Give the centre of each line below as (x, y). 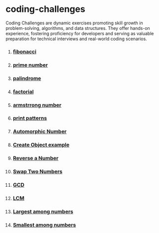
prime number (30, 65)
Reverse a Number (36, 158)
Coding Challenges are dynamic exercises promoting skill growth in (74, 23)
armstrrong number (37, 105)
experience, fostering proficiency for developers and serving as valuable (80, 33)
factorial (23, 91)
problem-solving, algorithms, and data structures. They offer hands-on (78, 28)
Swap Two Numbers (38, 171)
